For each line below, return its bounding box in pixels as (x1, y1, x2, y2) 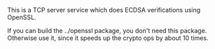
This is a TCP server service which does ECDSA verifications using (7, 6, 201, 14)
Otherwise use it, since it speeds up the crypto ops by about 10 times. (7, 34, 209, 42)
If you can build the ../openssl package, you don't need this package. (7, 27, 207, 35)
